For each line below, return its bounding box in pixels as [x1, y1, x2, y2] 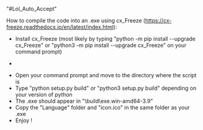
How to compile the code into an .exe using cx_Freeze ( [6, 17, 146, 24]
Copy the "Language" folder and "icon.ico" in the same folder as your [15, 104, 190, 111]
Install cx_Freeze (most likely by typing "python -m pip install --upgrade [15, 35, 196, 42]
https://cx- [145, 17, 172, 24]
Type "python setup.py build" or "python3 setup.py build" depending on [15, 84, 197, 92]
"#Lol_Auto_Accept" [6, 5, 57, 12]
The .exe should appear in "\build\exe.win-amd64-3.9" [15, 97, 154, 104]
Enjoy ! [15, 117, 32, 124]
